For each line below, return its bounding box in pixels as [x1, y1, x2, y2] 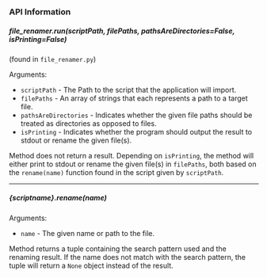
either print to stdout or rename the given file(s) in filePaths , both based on [9, 159, 257, 169]
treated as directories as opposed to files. [20, 118, 157, 128]
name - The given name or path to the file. [20, 228, 155, 238]
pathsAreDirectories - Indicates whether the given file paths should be [20, 110, 253, 120]
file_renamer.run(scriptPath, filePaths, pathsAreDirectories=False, [9, 26, 235, 36]
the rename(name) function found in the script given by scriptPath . [9, 167, 224, 177]
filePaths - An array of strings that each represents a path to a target [20, 93, 248, 103]
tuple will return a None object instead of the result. [9, 261, 174, 270]
